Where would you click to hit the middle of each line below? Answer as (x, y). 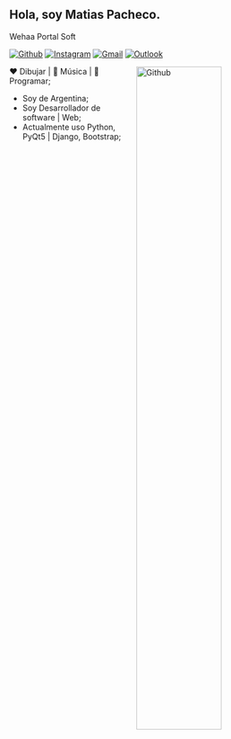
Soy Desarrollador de (61, 108)
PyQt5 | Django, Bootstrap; (72, 136)
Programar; (30, 81)
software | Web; (52, 117)
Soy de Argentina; (56, 98)
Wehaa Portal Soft (43, 36)
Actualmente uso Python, (69, 127)
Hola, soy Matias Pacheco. (85, 15)
